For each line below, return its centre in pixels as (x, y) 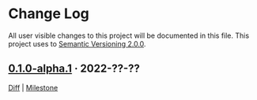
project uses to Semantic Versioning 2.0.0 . (77, 43)
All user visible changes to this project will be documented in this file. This (129, 35)
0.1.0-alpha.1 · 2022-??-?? (74, 69)
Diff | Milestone (33, 87)
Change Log (49, 14)
